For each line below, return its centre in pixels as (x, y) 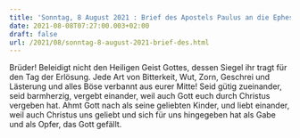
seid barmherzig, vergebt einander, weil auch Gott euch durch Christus (140, 96)
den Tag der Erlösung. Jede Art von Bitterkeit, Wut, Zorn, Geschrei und (140, 77)
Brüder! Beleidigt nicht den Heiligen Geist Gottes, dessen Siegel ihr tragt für (148, 68)
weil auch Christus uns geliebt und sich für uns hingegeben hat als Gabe (143, 115)
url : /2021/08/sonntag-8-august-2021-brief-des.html (109, 42)
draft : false (33, 34)
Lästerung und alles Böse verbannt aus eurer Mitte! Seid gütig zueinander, (146, 86)
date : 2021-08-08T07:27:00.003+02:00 (79, 26)
